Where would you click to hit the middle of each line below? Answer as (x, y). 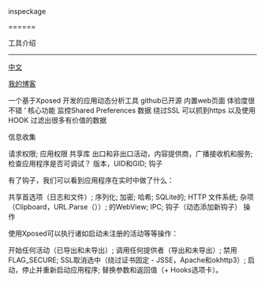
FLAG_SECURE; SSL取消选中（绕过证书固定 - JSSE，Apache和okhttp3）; (127, 260)
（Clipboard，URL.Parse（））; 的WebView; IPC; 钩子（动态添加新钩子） (125, 207)
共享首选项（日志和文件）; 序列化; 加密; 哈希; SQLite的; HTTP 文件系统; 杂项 (131, 197)
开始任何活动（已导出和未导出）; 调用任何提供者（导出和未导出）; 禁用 (123, 250)
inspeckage (27, 11)
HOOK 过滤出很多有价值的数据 (58, 120)
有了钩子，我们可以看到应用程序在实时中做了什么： (91, 180)
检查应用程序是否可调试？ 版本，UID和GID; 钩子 (86, 163)
